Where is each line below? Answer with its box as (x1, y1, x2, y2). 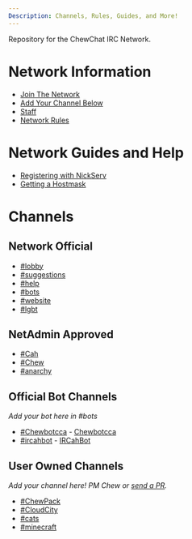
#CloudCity (19, 504, 58, 515)
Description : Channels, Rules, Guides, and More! (8, 11, 179, 20)
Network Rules (19, 115, 70, 125)
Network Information (8, 62, 152, 81)
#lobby (19, 261, 44, 271)
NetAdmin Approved (8, 327, 115, 341)
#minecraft (19, 522, 57, 532)
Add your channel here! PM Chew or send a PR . (8, 480, 168, 490)
